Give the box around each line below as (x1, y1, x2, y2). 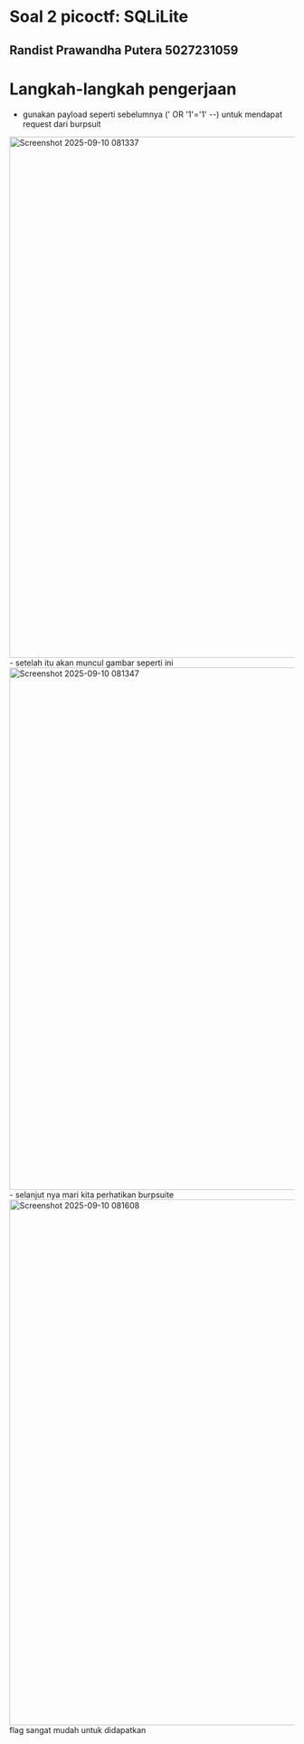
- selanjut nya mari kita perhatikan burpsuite (9, 1189, 175, 1200)
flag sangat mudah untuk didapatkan (9, 1724, 147, 1735)
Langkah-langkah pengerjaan (9, 79, 237, 99)
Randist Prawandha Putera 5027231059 (9, 43, 239, 58)
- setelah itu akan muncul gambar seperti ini (9, 657, 174, 668)
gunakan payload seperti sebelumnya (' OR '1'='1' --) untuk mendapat (22, 109, 283, 120)
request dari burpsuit (22, 118, 101, 129)
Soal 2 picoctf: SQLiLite (9, 6, 188, 27)
